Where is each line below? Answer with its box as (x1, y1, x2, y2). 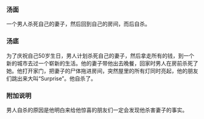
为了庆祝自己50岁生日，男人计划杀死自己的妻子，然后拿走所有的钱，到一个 (6, 52, 195, 59)
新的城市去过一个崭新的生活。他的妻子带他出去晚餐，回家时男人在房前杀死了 (6, 59, 199, 67)
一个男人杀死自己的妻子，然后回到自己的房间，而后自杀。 (6, 20, 150, 28)
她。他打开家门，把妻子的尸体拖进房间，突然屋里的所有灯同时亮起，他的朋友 (6, 67, 199, 74)
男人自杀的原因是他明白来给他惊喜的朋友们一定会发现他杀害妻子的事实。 (6, 106, 188, 114)
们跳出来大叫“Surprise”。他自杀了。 (6, 75, 96, 82)
